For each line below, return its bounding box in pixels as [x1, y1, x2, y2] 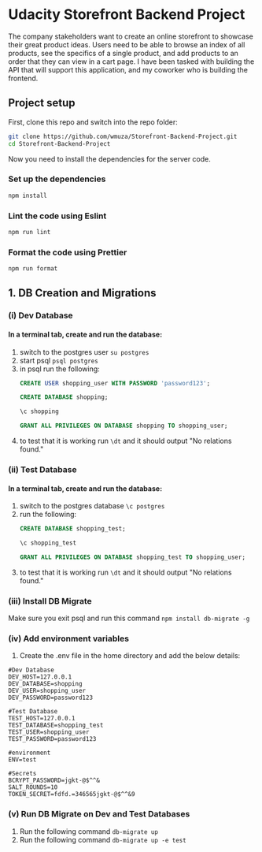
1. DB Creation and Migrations [8, 286, 157, 300]
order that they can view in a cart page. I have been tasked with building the [8, 57, 255, 66]
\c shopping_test [19, 539, 77, 547]
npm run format [8, 265, 58, 273]
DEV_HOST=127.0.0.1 [8, 673, 72, 681]
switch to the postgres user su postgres [19, 347, 149, 356]
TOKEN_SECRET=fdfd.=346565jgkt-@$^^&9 [8, 791, 135, 798]
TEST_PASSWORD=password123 [8, 735, 97, 743]
